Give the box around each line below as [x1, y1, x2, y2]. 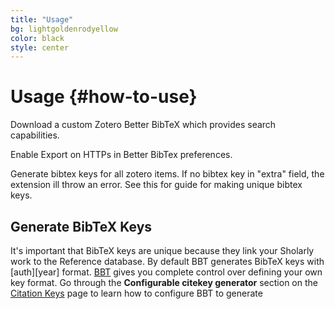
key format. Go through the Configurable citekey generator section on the [10, 277, 318, 288]
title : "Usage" [10, 14, 74, 25]
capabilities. [10, 129, 60, 141]
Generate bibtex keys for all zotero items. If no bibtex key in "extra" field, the [10, 168, 325, 180]
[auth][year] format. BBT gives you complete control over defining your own [10, 266, 323, 278]
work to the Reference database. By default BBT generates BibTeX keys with [10, 256, 325, 267]
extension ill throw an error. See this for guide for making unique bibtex [10, 179, 303, 191]
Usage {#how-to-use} [10, 86, 198, 108]
